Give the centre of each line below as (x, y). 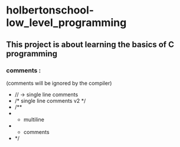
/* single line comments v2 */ (50, 101)
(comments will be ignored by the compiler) (59, 83)
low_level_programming (66, 23)
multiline (34, 119)
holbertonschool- (50, 10)
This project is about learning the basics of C (90, 44)
